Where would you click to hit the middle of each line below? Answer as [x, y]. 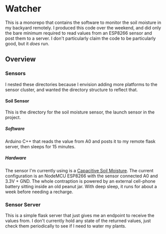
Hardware [16, 158]
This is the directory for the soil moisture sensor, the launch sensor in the [80, 112]
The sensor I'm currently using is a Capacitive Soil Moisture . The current [79, 170]
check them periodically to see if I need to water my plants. [66, 226]
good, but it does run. [27, 43]
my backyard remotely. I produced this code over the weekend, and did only [83, 27]
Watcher [23, 9]
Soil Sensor [17, 101]
